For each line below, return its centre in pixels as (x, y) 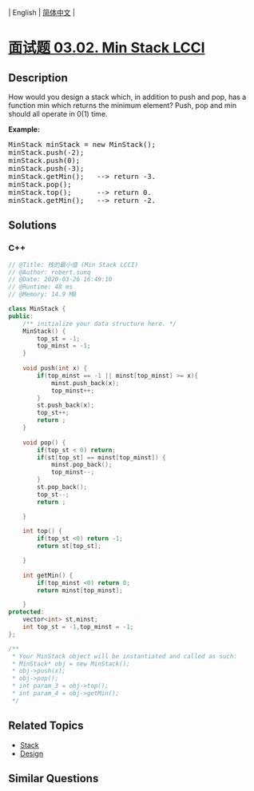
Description (38, 78)
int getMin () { (48, 575)
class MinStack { (37, 309)
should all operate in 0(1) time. (58, 114)
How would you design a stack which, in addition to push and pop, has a (127, 97)
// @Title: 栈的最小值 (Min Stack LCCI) (73, 264)
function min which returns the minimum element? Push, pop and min (123, 105)
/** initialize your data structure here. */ (100, 324)
